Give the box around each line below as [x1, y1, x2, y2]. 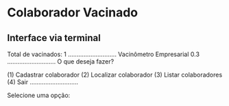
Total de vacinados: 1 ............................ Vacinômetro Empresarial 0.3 [7, 50, 200, 58]
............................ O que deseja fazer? [7, 57, 114, 66]
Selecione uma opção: [7, 91, 71, 99]
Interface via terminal [7, 32, 101, 44]
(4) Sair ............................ [7, 78, 79, 86]
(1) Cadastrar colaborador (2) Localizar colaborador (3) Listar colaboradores [7, 70, 223, 79]
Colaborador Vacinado [7, 5, 138, 21]
